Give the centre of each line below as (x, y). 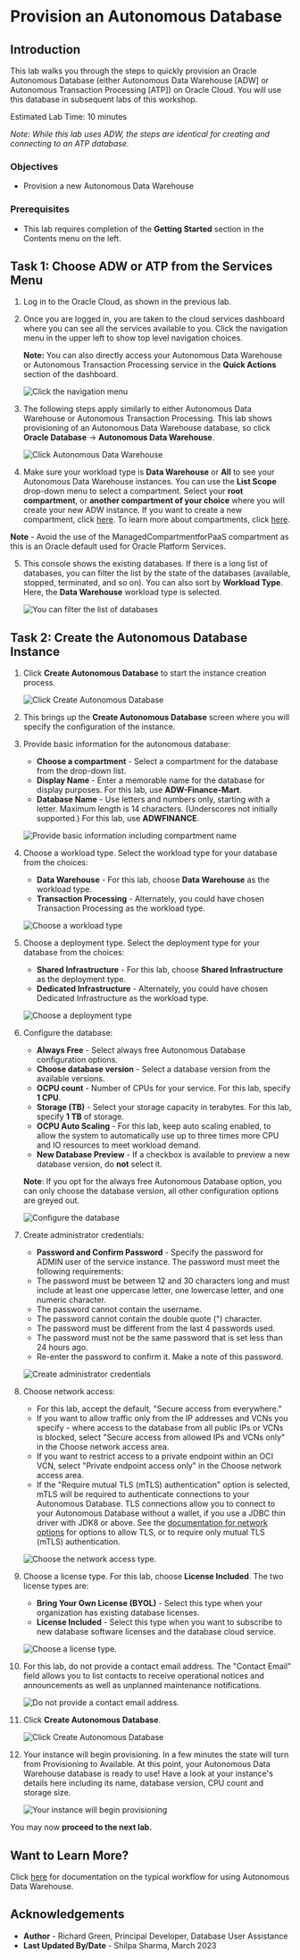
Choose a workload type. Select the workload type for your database (150, 853)
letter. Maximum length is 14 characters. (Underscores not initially (157, 809)
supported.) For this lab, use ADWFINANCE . (118, 819)
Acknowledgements (67, 1914)
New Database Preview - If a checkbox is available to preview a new (163, 1155)
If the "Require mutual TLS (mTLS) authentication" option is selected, (163, 1485)
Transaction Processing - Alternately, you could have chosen (150, 899)
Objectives (34, 166)
